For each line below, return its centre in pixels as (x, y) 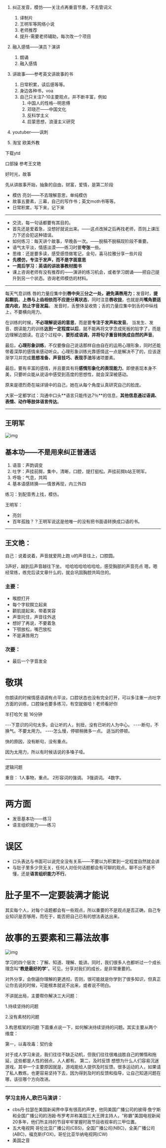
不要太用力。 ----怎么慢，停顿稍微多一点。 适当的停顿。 (75, 731)
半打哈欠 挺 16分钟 (24, 714)
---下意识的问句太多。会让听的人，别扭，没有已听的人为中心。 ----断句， (80, 725)
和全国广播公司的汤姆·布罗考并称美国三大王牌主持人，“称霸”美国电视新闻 (86, 1116)
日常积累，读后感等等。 (43, 85)
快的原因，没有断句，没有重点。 (38, 741)
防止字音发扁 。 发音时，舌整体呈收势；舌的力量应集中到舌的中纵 (88, 306)
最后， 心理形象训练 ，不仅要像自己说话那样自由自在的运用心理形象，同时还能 (83, 345)
